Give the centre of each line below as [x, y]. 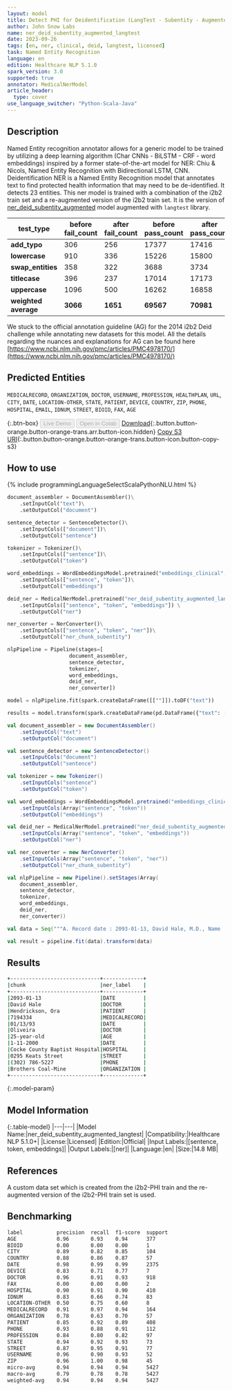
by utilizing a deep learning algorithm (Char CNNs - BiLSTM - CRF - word [111, 156]
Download [136, 423]
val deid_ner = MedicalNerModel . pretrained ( [72, 827]
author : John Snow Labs [41, 26]
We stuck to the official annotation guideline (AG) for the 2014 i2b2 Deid [109, 327]
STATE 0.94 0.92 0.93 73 [80, 1342]
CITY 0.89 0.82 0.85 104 [81, 1252]
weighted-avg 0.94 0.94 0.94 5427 [83, 1380]
